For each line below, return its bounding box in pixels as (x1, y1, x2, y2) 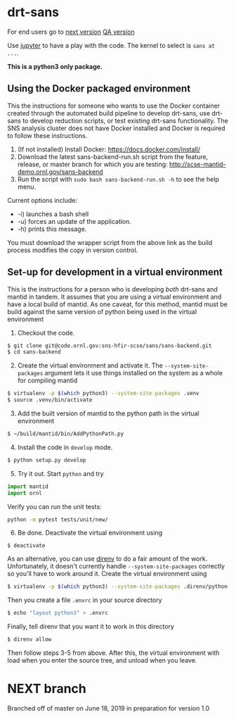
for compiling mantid (17, 376, 78, 384)
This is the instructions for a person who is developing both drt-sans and (7, 285, 218, 293)
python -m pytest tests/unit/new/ (7, 515, 109, 523)
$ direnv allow (7, 636, 52, 643)
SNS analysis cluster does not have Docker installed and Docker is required (7, 124, 226, 132)
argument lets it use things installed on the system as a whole (44, 369, 223, 377)
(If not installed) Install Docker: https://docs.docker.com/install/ (17, 145, 200, 154)
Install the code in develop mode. (17, 443, 113, 451)
